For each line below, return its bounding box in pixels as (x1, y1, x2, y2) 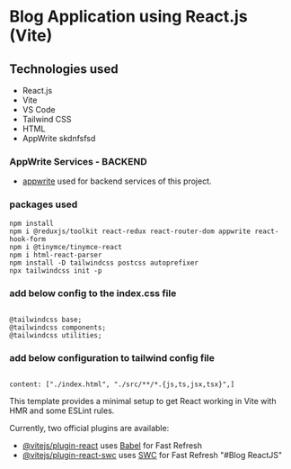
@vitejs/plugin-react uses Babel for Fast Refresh (22, 440, 203, 451)
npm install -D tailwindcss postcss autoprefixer (9, 258, 199, 267)
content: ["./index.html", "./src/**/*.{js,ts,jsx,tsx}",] (9, 380, 235, 389)
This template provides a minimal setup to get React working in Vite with (9, 396, 277, 407)
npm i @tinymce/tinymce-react (9, 242, 123, 251)
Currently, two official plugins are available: (9, 423, 170, 434)
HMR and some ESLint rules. (9, 405, 115, 416)
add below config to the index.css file (9, 286, 177, 299)
